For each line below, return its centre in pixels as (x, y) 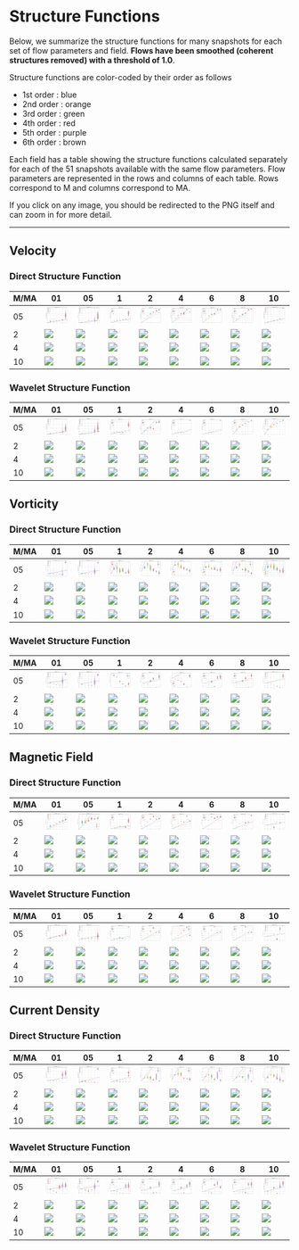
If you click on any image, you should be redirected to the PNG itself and (142, 205)
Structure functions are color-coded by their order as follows (121, 77)
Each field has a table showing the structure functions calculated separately (148, 159)
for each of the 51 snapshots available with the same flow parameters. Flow (148, 169)
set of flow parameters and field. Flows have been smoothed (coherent (141, 50)
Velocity (33, 251)
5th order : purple (54, 132)
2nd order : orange (57, 103)
